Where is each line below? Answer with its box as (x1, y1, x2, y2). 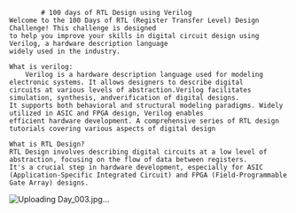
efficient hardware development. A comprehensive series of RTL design (9, 117, 279, 126)
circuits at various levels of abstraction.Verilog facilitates (9, 86, 252, 95)
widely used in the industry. (9, 47, 121, 56)
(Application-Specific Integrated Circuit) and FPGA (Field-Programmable (9, 171, 288, 179)
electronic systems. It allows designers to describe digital (9, 78, 244, 87)
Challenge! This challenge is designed (9, 24, 157, 33)
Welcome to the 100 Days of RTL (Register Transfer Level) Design (9, 16, 260, 25)
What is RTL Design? (9, 140, 86, 148)
